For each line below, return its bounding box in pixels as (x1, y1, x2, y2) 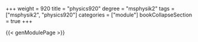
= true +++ (5, 18, 33, 24)
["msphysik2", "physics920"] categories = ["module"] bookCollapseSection (5, 11, 193, 18)
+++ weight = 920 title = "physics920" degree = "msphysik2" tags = (5, 5, 175, 12)
